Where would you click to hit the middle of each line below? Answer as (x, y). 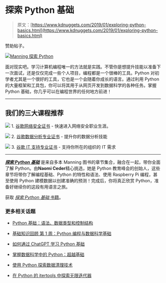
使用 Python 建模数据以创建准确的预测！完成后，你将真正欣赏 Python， (82, 180)
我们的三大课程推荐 (34, 113)
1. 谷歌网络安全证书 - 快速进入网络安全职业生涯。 (61, 126)
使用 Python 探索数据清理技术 (42, 265)
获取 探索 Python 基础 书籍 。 (34, 197)
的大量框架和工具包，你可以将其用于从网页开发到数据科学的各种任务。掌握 (81, 85)
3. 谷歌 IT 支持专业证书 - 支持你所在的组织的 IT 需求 (63, 147)
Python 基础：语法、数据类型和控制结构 (53, 223)
